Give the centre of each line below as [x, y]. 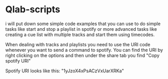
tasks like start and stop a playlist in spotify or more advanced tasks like [81, 29]
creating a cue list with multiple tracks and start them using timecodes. [80, 34]
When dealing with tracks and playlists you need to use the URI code [78, 44]
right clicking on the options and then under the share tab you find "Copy [82, 55]
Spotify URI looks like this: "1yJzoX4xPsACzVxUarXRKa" [65, 71]
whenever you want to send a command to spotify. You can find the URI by [84, 50]
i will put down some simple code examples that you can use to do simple [83, 24]
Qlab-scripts [33, 9]
